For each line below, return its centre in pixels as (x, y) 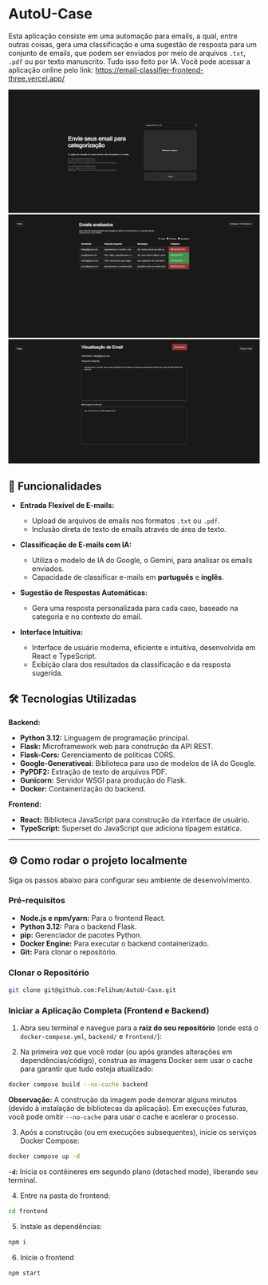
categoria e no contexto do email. (87, 617)
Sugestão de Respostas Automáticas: (83, 593)
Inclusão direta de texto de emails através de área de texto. (129, 529)
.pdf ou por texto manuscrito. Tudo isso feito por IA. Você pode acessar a (130, 61)
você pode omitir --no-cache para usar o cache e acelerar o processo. (124, 1117)
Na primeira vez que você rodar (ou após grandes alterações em (126, 1052)
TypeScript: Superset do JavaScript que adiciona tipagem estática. (130, 828)
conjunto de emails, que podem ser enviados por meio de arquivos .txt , (127, 53)
